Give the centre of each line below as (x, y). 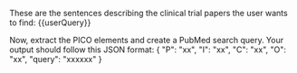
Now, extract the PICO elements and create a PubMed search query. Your (146, 40)
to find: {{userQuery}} (50, 23)
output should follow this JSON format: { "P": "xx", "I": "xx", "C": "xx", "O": (148, 50)
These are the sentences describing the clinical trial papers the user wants (148, 13)
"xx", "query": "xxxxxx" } (56, 59)
